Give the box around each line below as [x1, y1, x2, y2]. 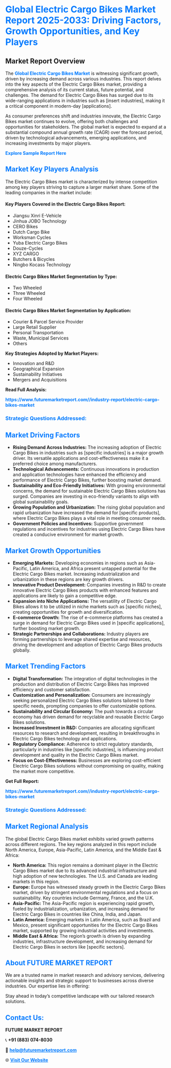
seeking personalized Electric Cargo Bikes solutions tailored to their [12, 697, 155, 703]
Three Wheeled [12, 290, 45, 296]
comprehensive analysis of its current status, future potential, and [5, 87, 144, 93]
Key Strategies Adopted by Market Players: [5, 350, 99, 357]
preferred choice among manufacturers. [12, 460, 97, 467]
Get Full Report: [5, 778, 39, 784]
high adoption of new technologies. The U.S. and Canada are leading [12, 873, 158, 879]
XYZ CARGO [12, 251, 39, 257]
